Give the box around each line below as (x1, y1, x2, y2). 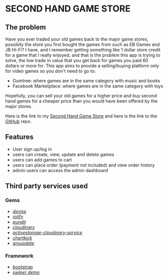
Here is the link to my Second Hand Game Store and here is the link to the (5, 113, 157, 119)
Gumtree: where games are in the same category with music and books (12, 78, 160, 83)
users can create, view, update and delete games (12, 151, 114, 157)
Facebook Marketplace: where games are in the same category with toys (12, 83, 163, 89)
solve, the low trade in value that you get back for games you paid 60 (5, 57, 148, 63)
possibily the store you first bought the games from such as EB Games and (5, 41, 160, 47)
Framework (5, 252, 34, 259)
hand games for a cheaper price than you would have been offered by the (5, 98, 158, 104)
